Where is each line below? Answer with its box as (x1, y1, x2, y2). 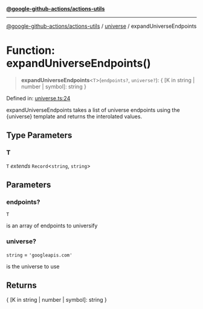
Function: (6, 44, 56, 57)
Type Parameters (6, 130, 72, 141)
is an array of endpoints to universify (6, 222, 98, 229)
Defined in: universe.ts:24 (6, 94, 71, 102)
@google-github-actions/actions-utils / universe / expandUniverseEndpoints (6, 22, 197, 30)
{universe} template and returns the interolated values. (6, 112, 143, 120)
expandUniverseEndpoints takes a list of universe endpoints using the (6, 106, 180, 114)
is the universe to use (6, 262, 60, 270)
